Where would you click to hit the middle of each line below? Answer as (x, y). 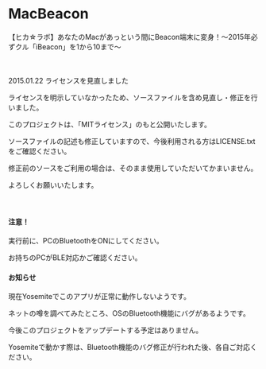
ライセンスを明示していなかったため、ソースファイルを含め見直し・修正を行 (133, 97)
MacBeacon (48, 14)
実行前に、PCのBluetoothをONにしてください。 (86, 241)
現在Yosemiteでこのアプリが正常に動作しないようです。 (99, 297)
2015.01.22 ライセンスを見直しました (68, 80)
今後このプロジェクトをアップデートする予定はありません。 (106, 330)
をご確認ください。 (40, 151)
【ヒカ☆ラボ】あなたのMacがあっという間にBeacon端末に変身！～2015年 (130, 37)
